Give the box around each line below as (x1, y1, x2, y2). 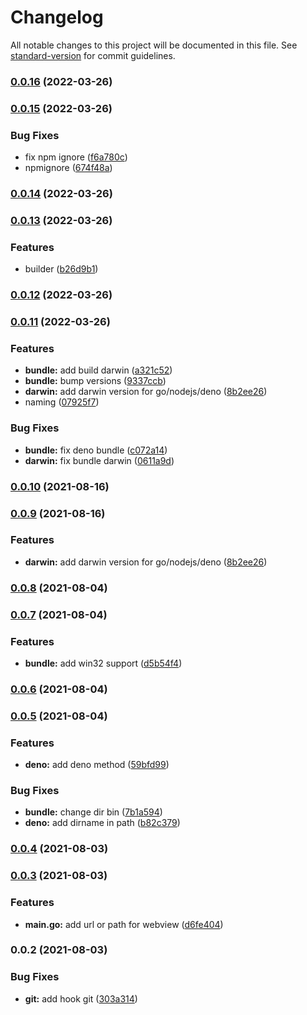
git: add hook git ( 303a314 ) (24, 992, 138, 1005)
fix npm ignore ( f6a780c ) (24, 151, 128, 163)
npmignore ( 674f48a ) (24, 162, 113, 174)
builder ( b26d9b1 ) (24, 263, 99, 275)
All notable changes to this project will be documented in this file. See (10, 39, 298, 51)
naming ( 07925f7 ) (24, 396, 100, 408)
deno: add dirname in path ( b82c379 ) (24, 817, 181, 829)
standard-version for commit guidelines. (10, 49, 176, 61)
